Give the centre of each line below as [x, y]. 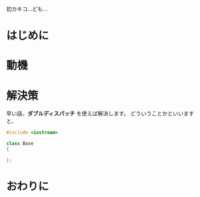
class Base [20, 144]
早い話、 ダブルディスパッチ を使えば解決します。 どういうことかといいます [100, 113]
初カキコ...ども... [27, 9]
